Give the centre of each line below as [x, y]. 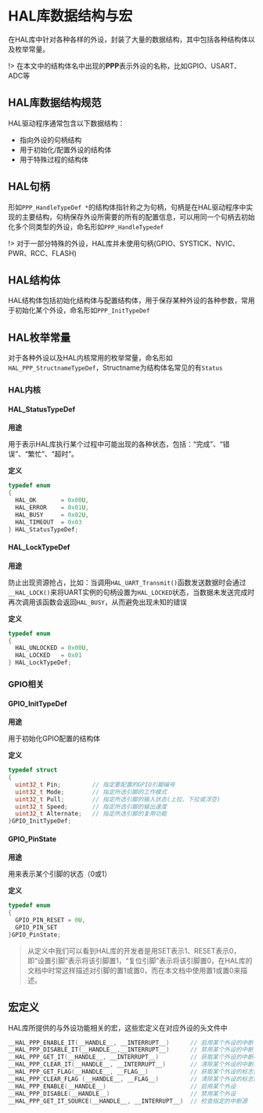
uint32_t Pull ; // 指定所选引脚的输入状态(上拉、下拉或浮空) [118, 799]
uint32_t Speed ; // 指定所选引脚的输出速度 [91, 806]
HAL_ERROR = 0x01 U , [52, 507]
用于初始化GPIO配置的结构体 [54, 739]
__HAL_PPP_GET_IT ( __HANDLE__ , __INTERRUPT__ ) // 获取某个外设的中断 [131, 1057]
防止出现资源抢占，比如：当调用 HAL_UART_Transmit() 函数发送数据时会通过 [127, 582]
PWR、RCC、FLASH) [42, 253]
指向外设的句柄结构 [50, 140]
